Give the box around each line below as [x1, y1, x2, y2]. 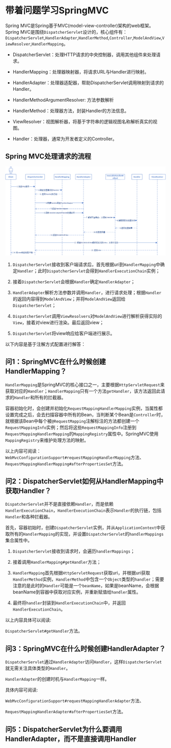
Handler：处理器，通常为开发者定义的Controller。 [12, 136, 117, 142]
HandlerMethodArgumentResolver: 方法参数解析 [12, 96, 114, 103]
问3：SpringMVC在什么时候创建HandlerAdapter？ [5, 644, 166, 653]
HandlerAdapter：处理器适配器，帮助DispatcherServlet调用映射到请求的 [12, 80, 164, 86]
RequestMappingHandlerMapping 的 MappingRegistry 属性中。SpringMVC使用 [5, 431, 159, 437]
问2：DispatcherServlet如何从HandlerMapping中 [5, 477, 164, 485]
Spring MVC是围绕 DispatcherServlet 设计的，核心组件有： [5, 29, 127, 35]
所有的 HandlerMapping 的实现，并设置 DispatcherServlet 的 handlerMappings [9, 531, 164, 537]
